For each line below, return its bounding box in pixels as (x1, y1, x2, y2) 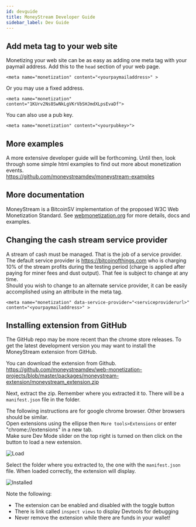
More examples (6, 138, 64, 148)
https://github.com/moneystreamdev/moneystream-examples (6, 173, 155, 180)
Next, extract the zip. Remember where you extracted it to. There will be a (6, 390, 184, 397)
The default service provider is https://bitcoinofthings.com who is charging (6, 256, 187, 264)
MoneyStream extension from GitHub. (6, 349, 98, 356)
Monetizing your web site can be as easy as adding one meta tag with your (6, 57, 187, 64)
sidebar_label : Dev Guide (6, 19, 69, 25)
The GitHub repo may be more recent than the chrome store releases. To (6, 336, 181, 343)
